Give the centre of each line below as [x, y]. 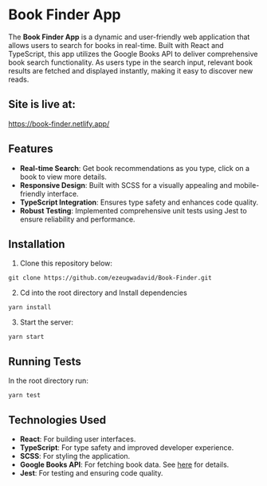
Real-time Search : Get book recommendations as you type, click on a [134, 168]
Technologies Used [57, 420]
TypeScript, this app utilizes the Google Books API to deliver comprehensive [133, 54]
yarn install [30, 308]
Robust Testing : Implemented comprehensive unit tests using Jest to [133, 210]
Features [31, 149]
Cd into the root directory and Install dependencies [103, 293]
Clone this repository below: [66, 263]
